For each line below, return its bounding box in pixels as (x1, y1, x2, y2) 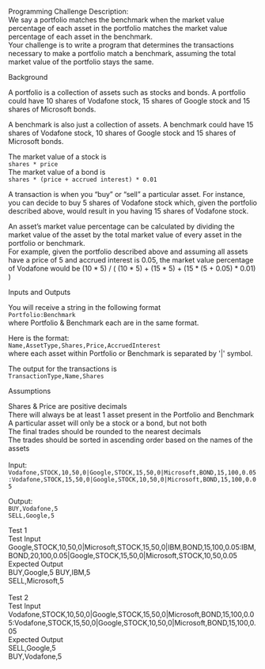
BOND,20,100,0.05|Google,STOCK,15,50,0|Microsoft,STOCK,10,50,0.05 (8, 551, 237, 560)
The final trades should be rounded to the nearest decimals (8, 427, 202, 436)
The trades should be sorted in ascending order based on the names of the (8, 435, 253, 444)
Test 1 (8, 526, 28, 535)
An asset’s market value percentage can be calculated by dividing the (8, 221, 235, 231)
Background (8, 73, 48, 81)
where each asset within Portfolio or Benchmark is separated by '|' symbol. (8, 349, 253, 358)
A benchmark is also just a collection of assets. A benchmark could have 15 (8, 120, 254, 129)
